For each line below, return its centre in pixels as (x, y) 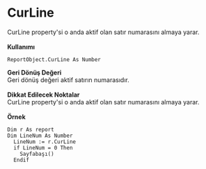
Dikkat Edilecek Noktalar (43, 95)
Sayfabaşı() (37, 154)
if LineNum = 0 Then (43, 147)
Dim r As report (31, 129)
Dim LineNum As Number (40, 136)
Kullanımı (21, 47)
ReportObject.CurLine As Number (54, 59)
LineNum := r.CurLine (45, 142)
